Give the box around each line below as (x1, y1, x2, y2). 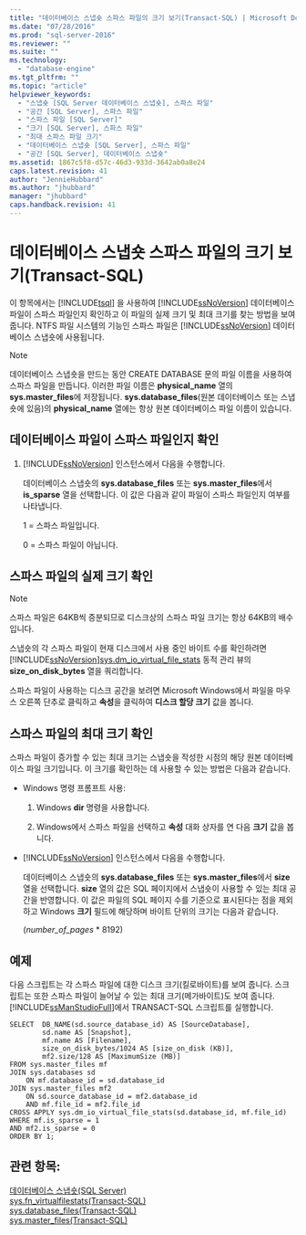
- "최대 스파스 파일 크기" (17, 132, 103, 142)
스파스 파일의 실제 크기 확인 (9, 568, 153, 585)
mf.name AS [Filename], (42, 1036, 132, 1046)
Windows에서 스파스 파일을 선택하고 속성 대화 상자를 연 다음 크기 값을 (36, 821, 285, 832)
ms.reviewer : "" (9, 38, 71, 48)
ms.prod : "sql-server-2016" (9, 30, 117, 39)
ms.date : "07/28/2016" (9, 22, 96, 31)
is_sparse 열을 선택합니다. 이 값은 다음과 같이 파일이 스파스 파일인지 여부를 (22, 489, 291, 500)
